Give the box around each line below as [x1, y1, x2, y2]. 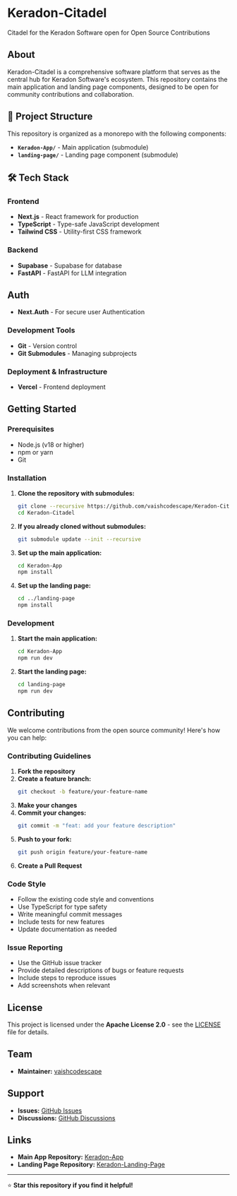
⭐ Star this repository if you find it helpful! [7, 1181, 133, 1190]
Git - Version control [17, 341, 78, 350]
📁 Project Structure [7, 111, 93, 123]
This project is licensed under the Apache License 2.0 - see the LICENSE [7, 1020, 221, 1029]
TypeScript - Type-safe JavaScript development [17, 220, 160, 229]
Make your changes [17, 801, 78, 809]
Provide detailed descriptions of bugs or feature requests [17, 966, 185, 975]
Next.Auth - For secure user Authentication [17, 308, 145, 316]
